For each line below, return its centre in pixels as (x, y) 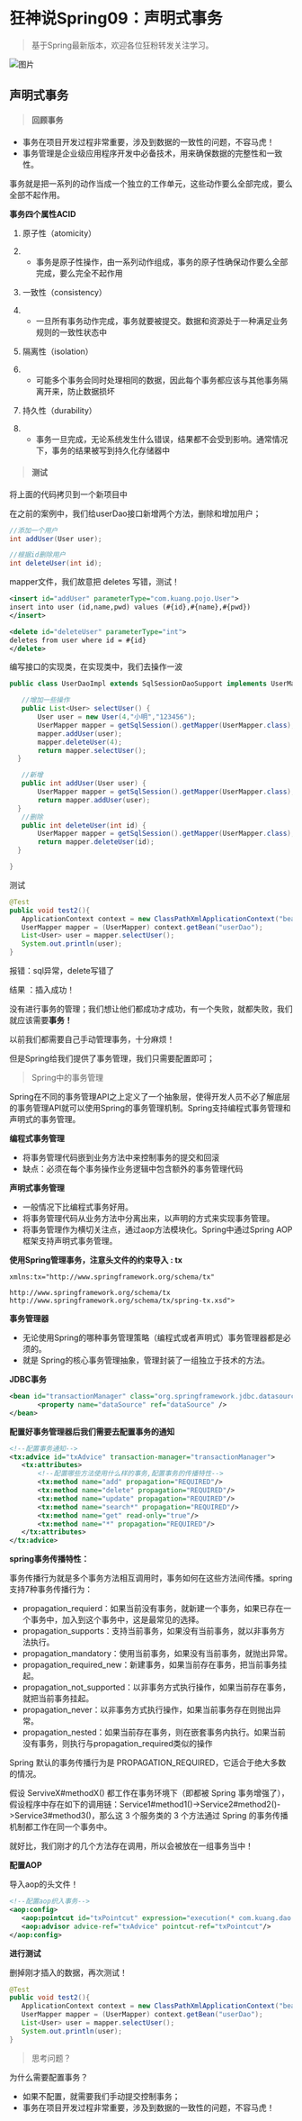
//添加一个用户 (34, 530)
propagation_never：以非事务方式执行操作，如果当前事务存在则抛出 (148, 1710)
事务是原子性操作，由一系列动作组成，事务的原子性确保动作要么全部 (162, 261)
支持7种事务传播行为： (51, 1590)
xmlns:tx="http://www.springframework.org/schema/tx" (112, 1277)
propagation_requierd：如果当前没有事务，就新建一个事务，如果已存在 (153, 1609)
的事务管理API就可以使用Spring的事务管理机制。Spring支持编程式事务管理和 (150, 1108)
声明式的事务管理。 (45, 1119)
